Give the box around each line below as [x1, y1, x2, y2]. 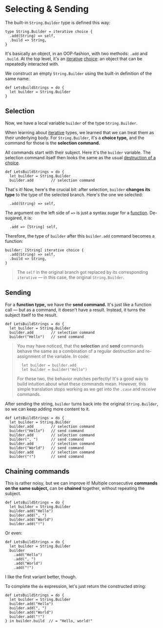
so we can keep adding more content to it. [5, 406, 90, 412]
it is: [23, 215, 33, 221]
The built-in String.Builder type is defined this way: [5, 20, 111, 25]
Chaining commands [5, 467, 70, 476]
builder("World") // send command [9, 445, 84, 450]
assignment [17, 353, 41, 359]
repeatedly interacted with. [5, 61, 60, 67]
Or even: [5, 530, 22, 536]
